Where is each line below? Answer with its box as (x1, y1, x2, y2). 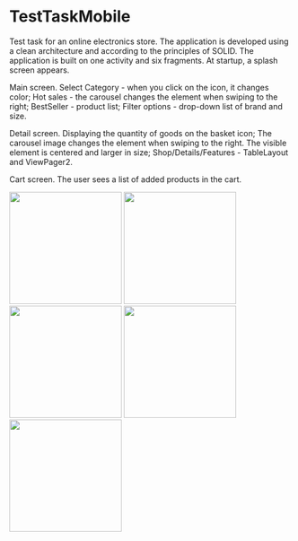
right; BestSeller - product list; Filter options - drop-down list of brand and (9, 100, 283, 111)
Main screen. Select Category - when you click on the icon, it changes (9, 82, 269, 92)
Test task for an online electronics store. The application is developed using (9, 36, 289, 47)
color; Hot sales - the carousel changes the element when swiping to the (9, 92, 278, 102)
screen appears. (9, 65, 70, 75)
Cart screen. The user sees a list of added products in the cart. (9, 173, 242, 185)
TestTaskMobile (9, 6, 131, 27)
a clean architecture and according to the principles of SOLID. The (9, 45, 254, 56)
